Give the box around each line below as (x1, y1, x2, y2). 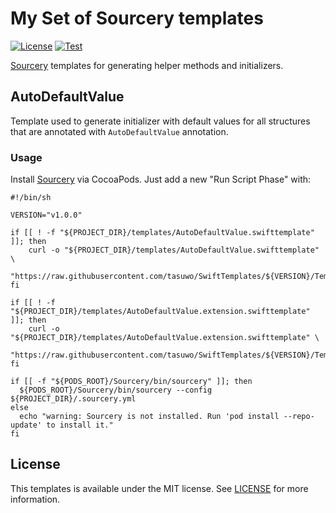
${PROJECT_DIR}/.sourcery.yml (10, 394, 137, 404)
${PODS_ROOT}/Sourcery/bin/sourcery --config (19, 385, 213, 396)
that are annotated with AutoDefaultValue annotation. (10, 125, 229, 137)
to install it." (46, 420, 114, 431)
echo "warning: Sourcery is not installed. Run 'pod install (19, 412, 280, 422)
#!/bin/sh (10, 193, 52, 203)
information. (10, 493, 61, 505)
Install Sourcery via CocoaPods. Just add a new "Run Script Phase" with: (10, 173, 312, 186)
